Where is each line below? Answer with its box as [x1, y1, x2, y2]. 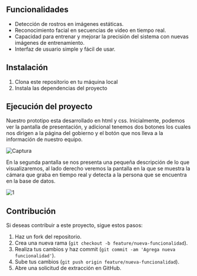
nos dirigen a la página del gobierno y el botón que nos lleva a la [6, 130, 164, 137]
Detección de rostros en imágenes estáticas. [14, 20, 124, 27]
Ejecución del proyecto [6, 101, 93, 111]
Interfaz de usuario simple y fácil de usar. [14, 45, 116, 52]
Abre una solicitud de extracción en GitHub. [14, 265, 122, 272]
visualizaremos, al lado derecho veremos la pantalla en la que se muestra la [6, 165, 190, 172]
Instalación [6, 63, 49, 73]
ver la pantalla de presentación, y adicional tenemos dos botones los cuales [6, 123, 191, 130]
